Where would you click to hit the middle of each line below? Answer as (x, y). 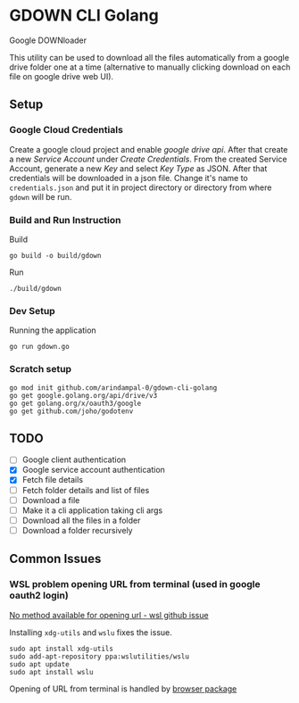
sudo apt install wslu (51, 672)
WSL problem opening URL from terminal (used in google (135, 584)
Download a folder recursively (77, 530)
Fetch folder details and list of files (86, 490)
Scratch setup (41, 369)
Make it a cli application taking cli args (92, 510)
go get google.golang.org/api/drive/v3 (83, 395)
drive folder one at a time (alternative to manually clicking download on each (150, 67)
